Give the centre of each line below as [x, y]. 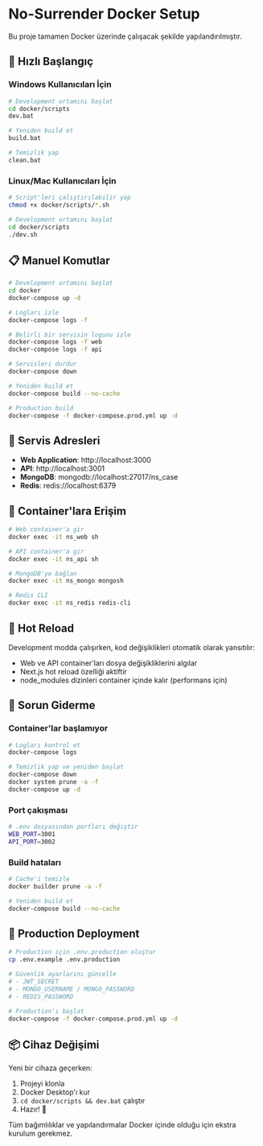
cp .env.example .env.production [64, 960]
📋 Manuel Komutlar [59, 260]
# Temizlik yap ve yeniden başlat [66, 767]
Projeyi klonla [42, 1084]
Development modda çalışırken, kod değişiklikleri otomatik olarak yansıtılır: [132, 647]
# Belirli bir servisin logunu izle [70, 335]
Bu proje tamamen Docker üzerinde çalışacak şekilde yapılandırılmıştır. [125, 36]
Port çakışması [38, 810]
